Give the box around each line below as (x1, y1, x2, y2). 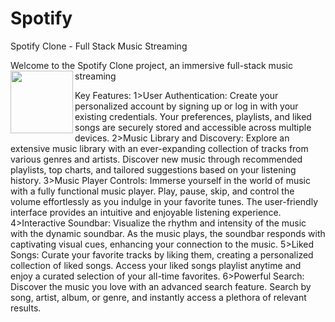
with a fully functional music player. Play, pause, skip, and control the (10, 185, 295, 197)
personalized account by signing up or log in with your (74, 100, 299, 112)
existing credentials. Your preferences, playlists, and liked (74, 110, 312, 122)
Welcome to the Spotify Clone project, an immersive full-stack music (10, 59, 293, 71)
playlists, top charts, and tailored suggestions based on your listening (10, 163, 297, 176)
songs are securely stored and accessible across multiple (74, 121, 312, 133)
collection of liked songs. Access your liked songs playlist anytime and (10, 259, 302, 271)
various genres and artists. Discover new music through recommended (10, 153, 303, 165)
